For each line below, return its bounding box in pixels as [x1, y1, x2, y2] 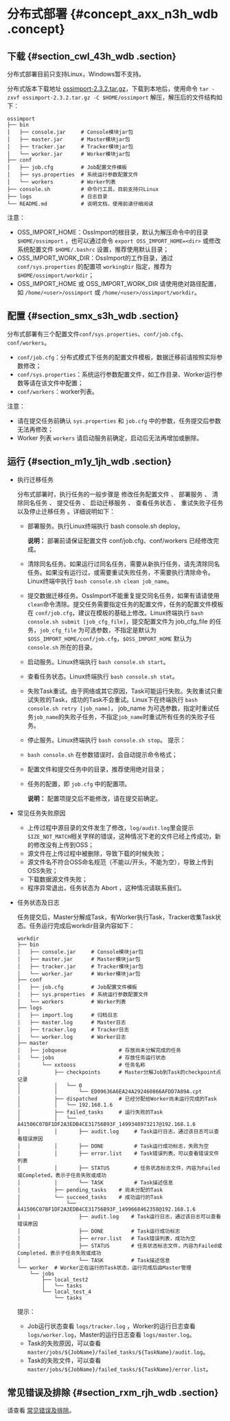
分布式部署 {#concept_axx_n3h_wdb [7, 6, 218, 22]
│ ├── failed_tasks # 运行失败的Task [16, 1108, 163, 1116]
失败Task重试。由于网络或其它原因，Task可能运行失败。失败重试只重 [27, 687, 223, 695]
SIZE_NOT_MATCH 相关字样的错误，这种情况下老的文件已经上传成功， [27, 832, 215, 840]
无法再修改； [16, 425, 54, 433]
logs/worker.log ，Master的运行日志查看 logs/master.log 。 [27, 1330, 196, 1339]
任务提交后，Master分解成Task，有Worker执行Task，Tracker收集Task [16, 912, 216, 921]
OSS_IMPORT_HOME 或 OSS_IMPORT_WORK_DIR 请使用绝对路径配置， [16, 280, 220, 287]
